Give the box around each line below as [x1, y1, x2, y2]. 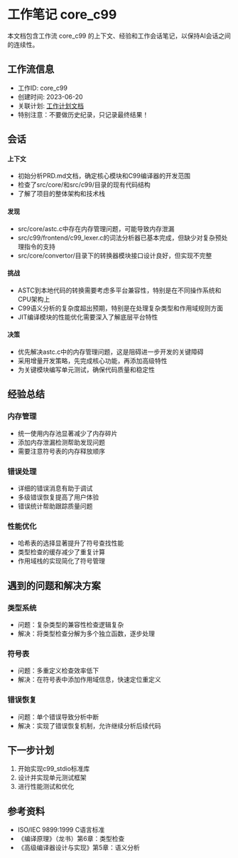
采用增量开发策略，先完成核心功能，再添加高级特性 [17, 356, 168, 364]
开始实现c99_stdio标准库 [17, 765, 90, 773]
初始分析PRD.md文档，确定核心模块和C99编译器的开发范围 [17, 172, 190, 180]
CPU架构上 [17, 295, 50, 303]
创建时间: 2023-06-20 [17, 92, 83, 101]
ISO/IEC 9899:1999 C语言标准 [17, 825, 105, 834]
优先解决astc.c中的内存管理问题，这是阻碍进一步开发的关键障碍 [17, 347, 204, 356]
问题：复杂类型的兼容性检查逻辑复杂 [17, 620, 124, 628]
